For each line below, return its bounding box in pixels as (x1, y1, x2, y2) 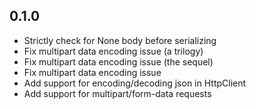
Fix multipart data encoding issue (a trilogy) (23, 45, 204, 57)
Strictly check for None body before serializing (23, 34, 217, 46)
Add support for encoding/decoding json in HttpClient (23, 77, 247, 89)
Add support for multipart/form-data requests (23, 87, 212, 99)
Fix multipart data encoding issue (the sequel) (23, 55, 214, 68)
